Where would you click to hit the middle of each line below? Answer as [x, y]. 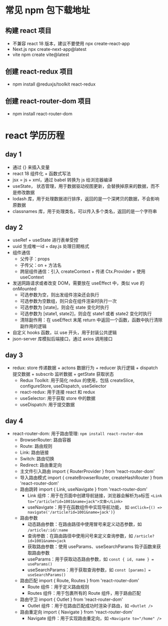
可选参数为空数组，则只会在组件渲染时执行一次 [68, 301]
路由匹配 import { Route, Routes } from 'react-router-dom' [79, 581]
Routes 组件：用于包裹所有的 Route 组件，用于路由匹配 [84, 593]
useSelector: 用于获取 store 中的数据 [58, 398]
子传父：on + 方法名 [41, 265]
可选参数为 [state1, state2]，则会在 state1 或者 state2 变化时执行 [86, 314]
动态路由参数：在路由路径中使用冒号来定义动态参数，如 [85, 524]
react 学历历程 [35, 135]
